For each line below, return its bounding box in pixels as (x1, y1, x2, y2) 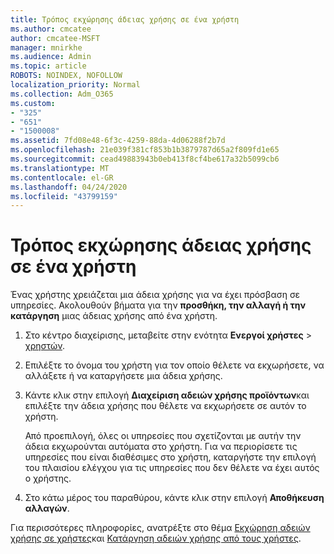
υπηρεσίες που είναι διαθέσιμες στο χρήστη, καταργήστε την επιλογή (24, 451, 317, 463)
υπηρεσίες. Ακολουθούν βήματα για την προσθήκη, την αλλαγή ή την (10, 299, 307, 311)
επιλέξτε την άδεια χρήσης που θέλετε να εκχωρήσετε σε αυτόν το (24, 400, 307, 412)
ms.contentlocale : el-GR (10, 172, 114, 183)
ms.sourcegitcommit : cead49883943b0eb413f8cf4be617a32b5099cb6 (10, 154, 280, 164)
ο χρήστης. (24, 472, 72, 485)
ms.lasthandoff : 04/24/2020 (10, 182, 128, 192)
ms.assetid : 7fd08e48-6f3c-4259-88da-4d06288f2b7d (10, 136, 226, 146)
